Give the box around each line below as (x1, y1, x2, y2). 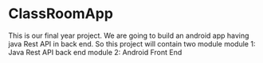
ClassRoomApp (8, 5, 114, 23)
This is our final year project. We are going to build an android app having (8, 31, 249, 40)
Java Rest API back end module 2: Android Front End (8, 47, 183, 57)
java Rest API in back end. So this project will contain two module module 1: (8, 39, 256, 48)
